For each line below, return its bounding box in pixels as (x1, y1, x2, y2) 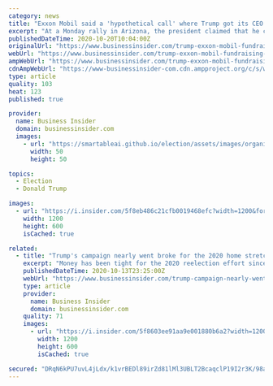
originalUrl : (8, 42, 53, 50)
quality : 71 (23, 312, 63, 321)
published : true (8, 95, 63, 103)
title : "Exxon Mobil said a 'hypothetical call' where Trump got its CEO (8, 20, 264, 28)
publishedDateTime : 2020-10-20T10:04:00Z (8, 34, 151, 43)
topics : (8, 170, 35, 178)
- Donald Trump (15, 184, 67, 193)
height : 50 (29, 155, 67, 163)
